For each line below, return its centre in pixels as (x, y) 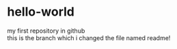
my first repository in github (46, 31)
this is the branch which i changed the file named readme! (89, 37)
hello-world (41, 12)
